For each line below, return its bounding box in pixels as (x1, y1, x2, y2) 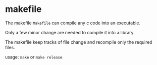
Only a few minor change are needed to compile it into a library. (5, 29, 135, 35)
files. (5, 44, 15, 50)
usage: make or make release (5, 54, 63, 60)
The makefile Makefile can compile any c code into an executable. (5, 20, 141, 26)
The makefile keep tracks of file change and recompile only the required (5, 39, 153, 45)
